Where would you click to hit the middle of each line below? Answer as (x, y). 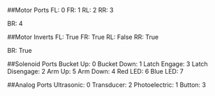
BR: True (20, 50)
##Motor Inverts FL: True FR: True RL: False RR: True (83, 37)
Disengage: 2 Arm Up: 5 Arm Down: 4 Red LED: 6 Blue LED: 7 (95, 71)
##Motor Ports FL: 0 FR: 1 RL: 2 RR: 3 (60, 10)
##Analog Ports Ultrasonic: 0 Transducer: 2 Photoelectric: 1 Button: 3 (106, 85)
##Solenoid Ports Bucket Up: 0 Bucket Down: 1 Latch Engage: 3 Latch (107, 64)
